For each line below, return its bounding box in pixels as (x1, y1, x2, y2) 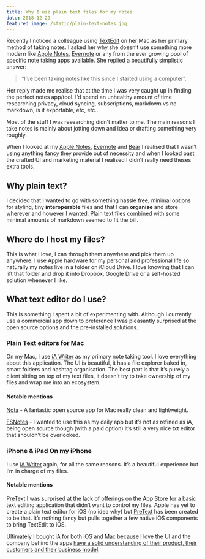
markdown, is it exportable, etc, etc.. (6, 107, 99, 114)
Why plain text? (6, 180, 67, 191)
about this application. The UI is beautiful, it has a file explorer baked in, (6, 359, 187, 367)
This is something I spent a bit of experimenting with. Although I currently (6, 310, 192, 318)
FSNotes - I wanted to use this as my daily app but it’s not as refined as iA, (6, 418, 194, 426)
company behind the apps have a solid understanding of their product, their (6, 539, 197, 546)
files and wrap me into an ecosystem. (6, 379, 101, 386)
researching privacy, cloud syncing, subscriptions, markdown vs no (6, 100, 177, 107)
